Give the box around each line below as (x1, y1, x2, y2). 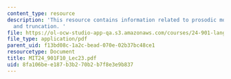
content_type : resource (7, 10, 76, 17)
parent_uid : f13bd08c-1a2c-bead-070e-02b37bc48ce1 (7, 42, 155, 49)
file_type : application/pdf (7, 36, 88, 43)
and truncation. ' (13, 23, 67, 30)
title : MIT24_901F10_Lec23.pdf (7, 55, 97, 62)
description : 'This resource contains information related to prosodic (7, 16, 217, 23)
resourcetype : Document (7, 49, 76, 56)
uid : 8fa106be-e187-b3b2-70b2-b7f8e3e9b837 (7, 61, 134, 68)
